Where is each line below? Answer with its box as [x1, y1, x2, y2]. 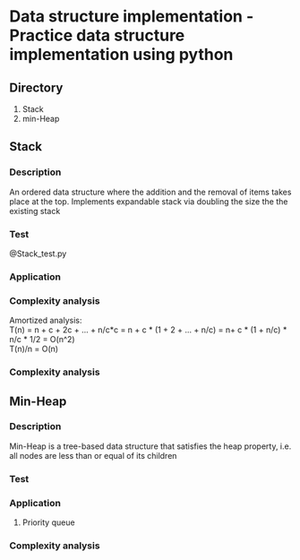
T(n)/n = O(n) [9, 343, 59, 355]
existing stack [9, 205, 61, 216]
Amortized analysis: [9, 315, 82, 326]
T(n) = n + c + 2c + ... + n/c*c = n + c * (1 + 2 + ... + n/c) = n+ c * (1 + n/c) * [9, 324, 287, 335]
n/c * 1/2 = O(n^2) [9, 334, 75, 345]
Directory [9, 80, 64, 95]
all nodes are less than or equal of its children [9, 450, 177, 461]
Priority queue [21, 517, 75, 528]
